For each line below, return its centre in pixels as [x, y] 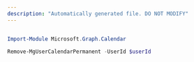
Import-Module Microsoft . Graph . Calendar [67, 39]
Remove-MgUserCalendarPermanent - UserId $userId [79, 52]
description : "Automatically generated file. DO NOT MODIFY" [98, 14]
